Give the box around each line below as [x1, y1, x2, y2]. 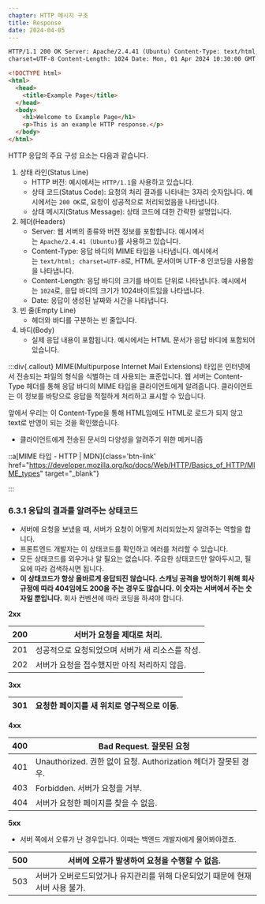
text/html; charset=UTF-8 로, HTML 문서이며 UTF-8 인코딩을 [39, 256, 233, 265]
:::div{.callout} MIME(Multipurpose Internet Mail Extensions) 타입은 [8, 361, 223, 371]
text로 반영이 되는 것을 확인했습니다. [8, 417, 120, 427]
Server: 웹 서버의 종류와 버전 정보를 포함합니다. [31, 226, 177, 236]
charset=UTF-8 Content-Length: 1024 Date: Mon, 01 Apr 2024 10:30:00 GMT [8, 55, 256, 63]
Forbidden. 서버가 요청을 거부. [35, 783, 143, 794]
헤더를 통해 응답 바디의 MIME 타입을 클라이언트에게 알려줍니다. [26, 381, 219, 390]
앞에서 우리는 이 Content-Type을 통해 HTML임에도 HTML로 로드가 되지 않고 [8, 408, 244, 417]
